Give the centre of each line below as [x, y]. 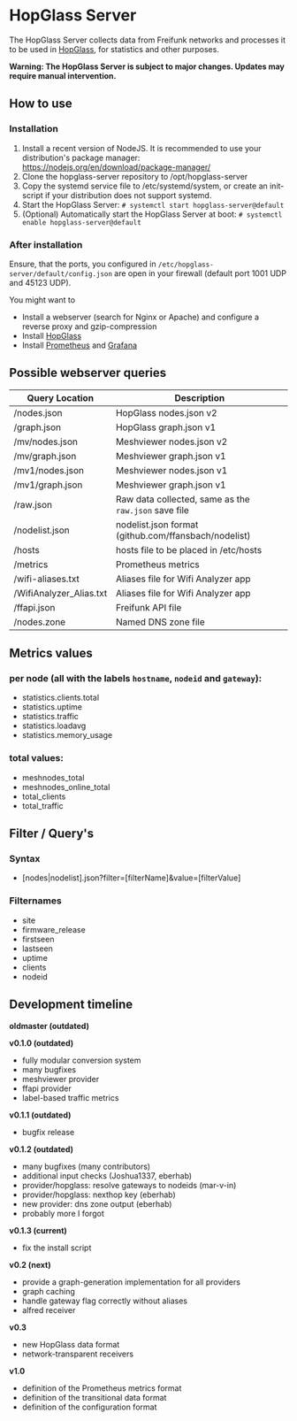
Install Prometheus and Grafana [80, 345]
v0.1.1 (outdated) [40, 1115]
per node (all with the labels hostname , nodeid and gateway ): [136, 679]
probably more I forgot [63, 1213]
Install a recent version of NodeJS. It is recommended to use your [142, 148]
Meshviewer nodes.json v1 [171, 470]
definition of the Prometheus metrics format [102, 1388]
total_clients [44, 796]
